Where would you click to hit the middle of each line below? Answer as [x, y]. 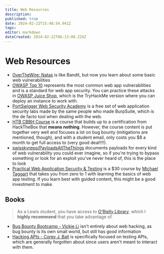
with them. [23, 247]
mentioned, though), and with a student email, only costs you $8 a [79, 137]
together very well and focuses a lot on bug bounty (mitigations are [80, 132]
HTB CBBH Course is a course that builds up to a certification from [79, 122]
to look [19, 163]
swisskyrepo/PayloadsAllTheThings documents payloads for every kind [84, 148]
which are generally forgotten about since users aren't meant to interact [85, 242]
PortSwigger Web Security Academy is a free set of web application [81, 106]
